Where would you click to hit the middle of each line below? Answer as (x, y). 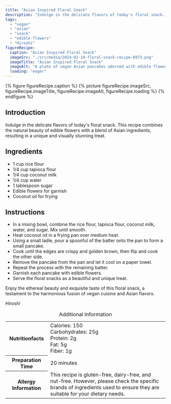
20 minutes (64, 363)
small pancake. (28, 246)
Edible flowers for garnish (40, 191)
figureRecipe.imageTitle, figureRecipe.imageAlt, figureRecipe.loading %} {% (85, 91)
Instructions (25, 212)
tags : (11, 19)
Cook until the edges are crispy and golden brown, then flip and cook (85, 252)
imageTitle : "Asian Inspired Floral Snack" (56, 62)
